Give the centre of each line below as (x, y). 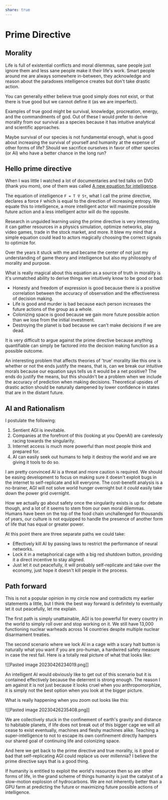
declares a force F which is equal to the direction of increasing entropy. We (82, 201)
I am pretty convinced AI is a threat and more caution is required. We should (84, 472)
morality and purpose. (28, 263)
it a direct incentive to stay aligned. (49, 560)
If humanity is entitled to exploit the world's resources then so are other (79, 771)
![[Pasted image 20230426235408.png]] (47, 710)
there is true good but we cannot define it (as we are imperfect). (71, 101)
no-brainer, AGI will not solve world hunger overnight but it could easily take (84, 488)
